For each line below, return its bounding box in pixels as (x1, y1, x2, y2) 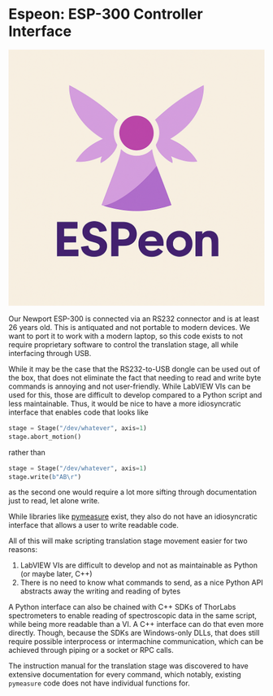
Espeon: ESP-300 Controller (8, 5, 203, 24)
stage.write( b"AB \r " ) (8, 472, 82, 481)
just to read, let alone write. (8, 496, 100, 506)
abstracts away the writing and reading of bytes (19, 586, 181, 596)
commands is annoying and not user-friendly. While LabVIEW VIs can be (8, 381, 251, 391)
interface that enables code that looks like (8, 407, 149, 417)
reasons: (8, 545, 38, 555)
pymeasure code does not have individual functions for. (8, 678, 190, 688)
